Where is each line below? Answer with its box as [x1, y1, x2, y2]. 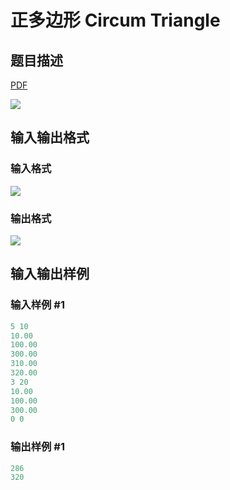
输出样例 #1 [10, 440, 65, 454]
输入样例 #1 [10, 298, 65, 312]
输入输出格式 [10, 129, 90, 146]
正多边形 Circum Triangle [10, 9, 221, 32]
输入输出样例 [10, 266, 90, 283]
